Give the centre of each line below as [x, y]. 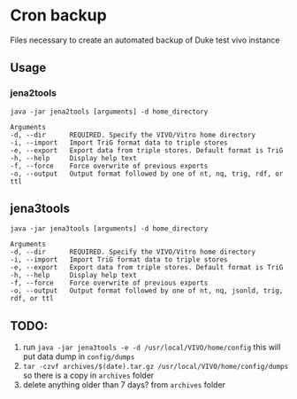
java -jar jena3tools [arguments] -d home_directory [109, 229]
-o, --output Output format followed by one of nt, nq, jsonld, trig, [147, 291]
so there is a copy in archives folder [88, 376]
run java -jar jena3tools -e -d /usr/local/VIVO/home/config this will [152, 348]
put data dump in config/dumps [79, 356]
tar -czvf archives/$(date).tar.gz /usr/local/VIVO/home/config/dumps [156, 367]
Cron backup [58, 16]
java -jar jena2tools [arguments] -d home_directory [109, 112]
